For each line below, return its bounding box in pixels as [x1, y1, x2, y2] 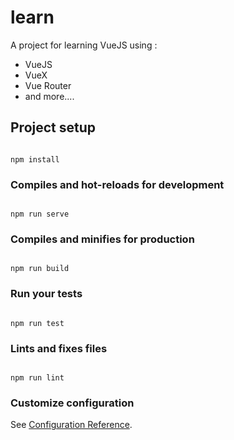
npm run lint [10, 372, 65, 383]
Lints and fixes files [10, 341, 108, 355]
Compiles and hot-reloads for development [10, 177, 225, 191]
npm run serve [10, 209, 70, 220]
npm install [10, 154, 60, 165]
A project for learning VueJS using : [10, 39, 158, 51]
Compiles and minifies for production [10, 232, 195, 246]
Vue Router [24, 79, 72, 91]
